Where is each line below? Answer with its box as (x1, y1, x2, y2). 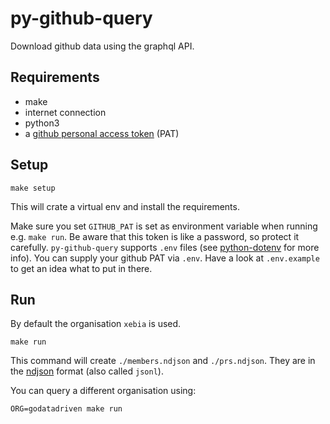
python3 (24, 117, 60, 129)
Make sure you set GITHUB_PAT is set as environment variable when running (10, 220, 318, 232)
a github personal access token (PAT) (24, 127, 180, 139)
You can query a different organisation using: (10, 385, 197, 397)
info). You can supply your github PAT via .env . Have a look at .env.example (10, 252, 320, 264)
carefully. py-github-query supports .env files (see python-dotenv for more (10, 241, 320, 253)
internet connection (24, 106, 107, 118)
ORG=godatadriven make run (10, 404, 123, 414)
